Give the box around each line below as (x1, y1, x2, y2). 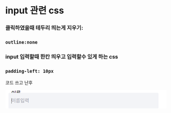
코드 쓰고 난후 (5, 80, 33, 86)
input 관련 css (5, 5, 64, 16)
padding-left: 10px (5, 68, 54, 74)
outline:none (5, 40, 38, 45)
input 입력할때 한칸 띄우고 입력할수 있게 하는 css (5, 53, 119, 60)
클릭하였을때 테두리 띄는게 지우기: (5, 24, 83, 31)
